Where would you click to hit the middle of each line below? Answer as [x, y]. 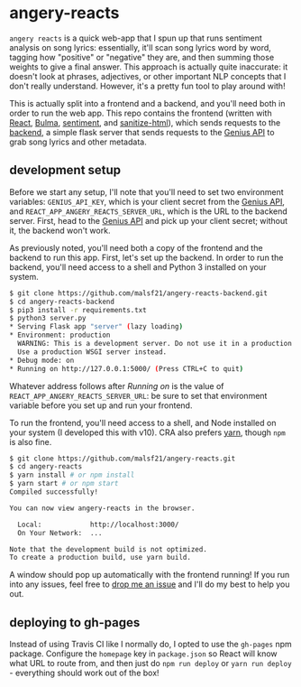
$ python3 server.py [48, 319]
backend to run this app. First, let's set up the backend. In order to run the [146, 257]
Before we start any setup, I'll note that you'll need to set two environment [146, 191]
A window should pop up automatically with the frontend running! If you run [150, 575]
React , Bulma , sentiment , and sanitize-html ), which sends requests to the [145, 122]
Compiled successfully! [54, 492]
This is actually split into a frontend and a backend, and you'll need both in [147, 103]
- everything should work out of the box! [84, 673]
